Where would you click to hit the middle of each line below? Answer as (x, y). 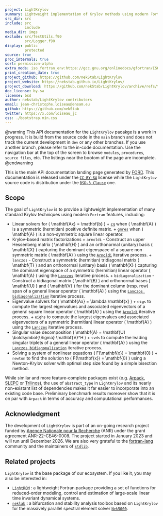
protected (34, 50)
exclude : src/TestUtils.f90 (33, 37)
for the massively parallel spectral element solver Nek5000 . (70, 509)
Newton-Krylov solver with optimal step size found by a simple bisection (84, 363)
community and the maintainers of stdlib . (47, 446)
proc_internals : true (27, 59)
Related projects (30, 461)
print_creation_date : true (32, 73)
